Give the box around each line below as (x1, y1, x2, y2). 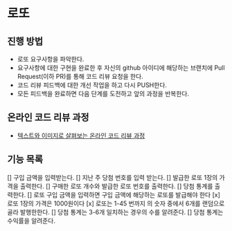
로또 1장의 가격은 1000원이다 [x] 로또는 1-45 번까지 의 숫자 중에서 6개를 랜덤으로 (7, 199, 225, 207)
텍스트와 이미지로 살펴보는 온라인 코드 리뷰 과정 (17, 131, 145, 140)
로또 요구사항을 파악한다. (17, 55, 84, 63)
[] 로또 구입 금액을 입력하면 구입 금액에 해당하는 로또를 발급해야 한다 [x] (27, 190, 220, 198)
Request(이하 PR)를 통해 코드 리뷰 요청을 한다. (17, 73, 143, 80)
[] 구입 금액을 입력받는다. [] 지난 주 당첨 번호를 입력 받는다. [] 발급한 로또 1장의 (7, 173, 218, 181)
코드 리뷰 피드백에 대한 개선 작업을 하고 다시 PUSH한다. (17, 81, 168, 89)
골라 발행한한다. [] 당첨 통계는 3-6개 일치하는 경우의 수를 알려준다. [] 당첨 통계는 (7, 207, 224, 216)
